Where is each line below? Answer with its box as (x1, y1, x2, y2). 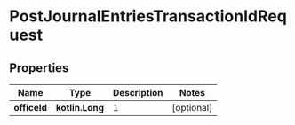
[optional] (171, 102, 213, 113)
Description (112, 87, 163, 98)
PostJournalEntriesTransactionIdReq (9, 6, 287, 27)
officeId (13, 102, 47, 113)
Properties (9, 60, 69, 75)
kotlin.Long (55, 102, 105, 113)
